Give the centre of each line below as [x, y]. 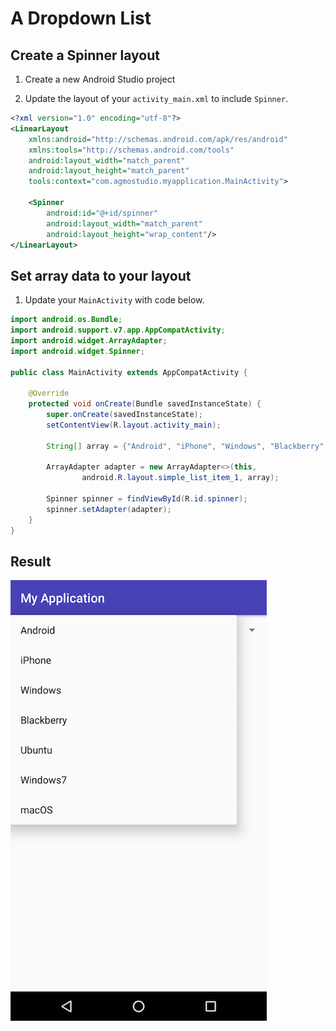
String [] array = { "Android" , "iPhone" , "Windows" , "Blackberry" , [187, 446]
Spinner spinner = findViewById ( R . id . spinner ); [147, 499]
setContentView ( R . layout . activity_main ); [134, 425]
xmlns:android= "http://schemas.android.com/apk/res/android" [158, 139]
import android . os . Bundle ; [66, 320]
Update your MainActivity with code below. [114, 300]
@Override [49, 393]
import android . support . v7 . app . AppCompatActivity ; [118, 330]
